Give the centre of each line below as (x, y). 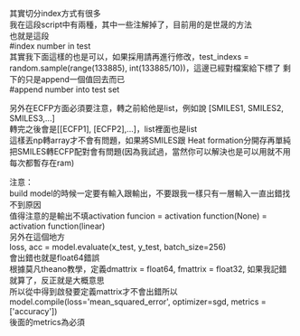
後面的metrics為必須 (47, 322)
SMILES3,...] (33, 118)
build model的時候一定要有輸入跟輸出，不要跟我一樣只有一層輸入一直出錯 (146, 193)
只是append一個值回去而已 (75, 79)
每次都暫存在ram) (42, 163)
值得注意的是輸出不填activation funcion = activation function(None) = (139, 216)
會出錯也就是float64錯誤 (55, 257)
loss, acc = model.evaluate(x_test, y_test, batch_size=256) (118, 247)
